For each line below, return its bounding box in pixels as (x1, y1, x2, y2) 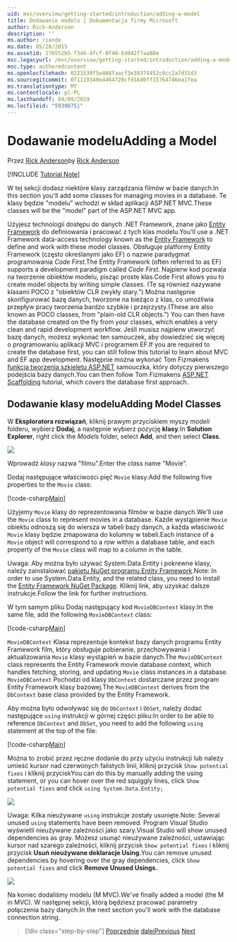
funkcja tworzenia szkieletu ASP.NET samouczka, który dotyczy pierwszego (7, 362, 229, 371)
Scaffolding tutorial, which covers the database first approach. (7, 378, 189, 386)
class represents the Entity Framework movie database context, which (7, 660, 212, 668)
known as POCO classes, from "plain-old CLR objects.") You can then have (7, 310, 225, 318)
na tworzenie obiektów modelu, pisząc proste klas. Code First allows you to (7, 272, 224, 281)
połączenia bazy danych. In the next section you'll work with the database (7, 905, 221, 914)
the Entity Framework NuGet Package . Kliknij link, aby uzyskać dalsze (7, 581, 210, 590)
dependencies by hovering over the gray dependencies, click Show (7, 856, 200, 864)
